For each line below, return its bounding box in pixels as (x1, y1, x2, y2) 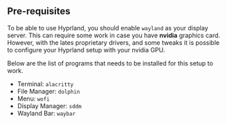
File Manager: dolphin (17, 87, 80, 95)
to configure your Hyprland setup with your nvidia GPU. (7, 45, 165, 54)
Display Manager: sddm (17, 101, 82, 110)
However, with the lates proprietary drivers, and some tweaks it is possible (7, 38, 220, 47)
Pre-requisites (7, 6, 71, 17)
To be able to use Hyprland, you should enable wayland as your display (7, 23, 209, 32)
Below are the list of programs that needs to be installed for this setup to (7, 59, 213, 68)
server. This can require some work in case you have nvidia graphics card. (7, 31, 221, 39)
